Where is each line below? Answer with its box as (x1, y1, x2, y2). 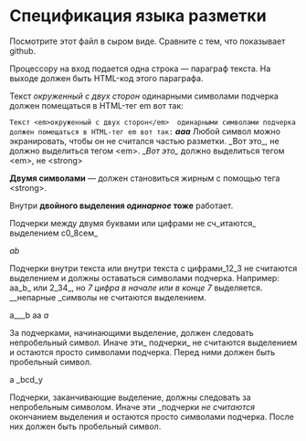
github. (9, 45, 37, 56)
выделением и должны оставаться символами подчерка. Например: (9, 272, 280, 283)
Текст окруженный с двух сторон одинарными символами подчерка (9, 90, 279, 101)
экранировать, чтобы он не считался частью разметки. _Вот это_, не (9, 135, 280, 146)
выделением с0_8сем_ (9, 227, 99, 238)
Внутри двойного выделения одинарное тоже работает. (9, 200, 234, 211)
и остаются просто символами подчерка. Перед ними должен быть (9, 346, 276, 357)
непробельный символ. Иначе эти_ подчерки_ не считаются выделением (9, 337, 298, 348)
